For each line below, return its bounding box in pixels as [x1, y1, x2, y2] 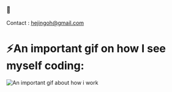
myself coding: [6, 59, 84, 73]
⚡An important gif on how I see [6, 42, 166, 55]
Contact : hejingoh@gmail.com [6, 19, 84, 27]
